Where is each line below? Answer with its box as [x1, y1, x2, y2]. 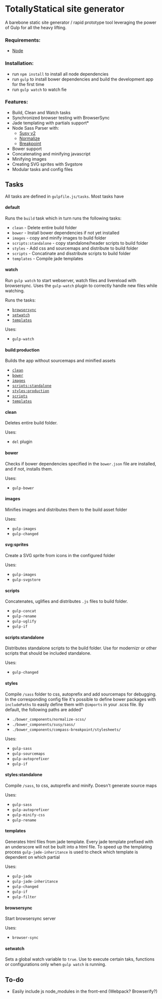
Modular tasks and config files [12, 166, 73, 172]
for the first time [12, 81, 45, 87]
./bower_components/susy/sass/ [12, 722, 76, 727]
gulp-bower [12, 486, 34, 491]
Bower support [12, 146, 42, 152]
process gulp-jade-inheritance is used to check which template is [5, 849, 138, 855]
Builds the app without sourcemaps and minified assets [5, 358, 116, 364]
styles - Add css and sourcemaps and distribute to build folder [12, 245, 138, 251]
